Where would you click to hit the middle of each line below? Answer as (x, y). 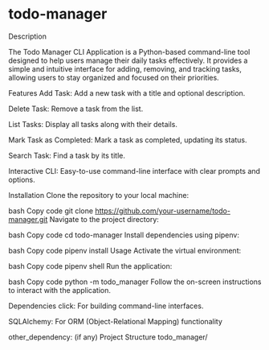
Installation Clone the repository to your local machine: (99, 195)
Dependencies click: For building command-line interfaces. (106, 306)
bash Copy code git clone (51, 211)
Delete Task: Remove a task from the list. (76, 109)
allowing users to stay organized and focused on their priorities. (114, 77)
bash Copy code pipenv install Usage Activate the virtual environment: (125, 250)
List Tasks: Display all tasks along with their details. (93, 124)
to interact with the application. (59, 290)
